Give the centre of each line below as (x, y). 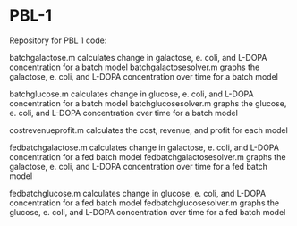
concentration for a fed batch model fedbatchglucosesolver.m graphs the (144, 203)
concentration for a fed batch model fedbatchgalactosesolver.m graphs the (148, 156)
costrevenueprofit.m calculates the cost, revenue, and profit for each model (148, 130)
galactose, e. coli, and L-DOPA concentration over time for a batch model (144, 76)
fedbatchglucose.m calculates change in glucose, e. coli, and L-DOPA (138, 193)
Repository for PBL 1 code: (58, 40)
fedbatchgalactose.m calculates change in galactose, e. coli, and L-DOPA (144, 147)
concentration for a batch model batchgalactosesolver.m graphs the (135, 67)
